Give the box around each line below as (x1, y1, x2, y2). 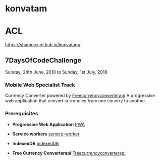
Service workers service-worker (12, 131, 80, 137)
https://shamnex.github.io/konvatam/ (5, 42, 81, 48)
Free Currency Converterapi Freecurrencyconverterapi (12, 150, 126, 156)
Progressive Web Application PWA (12, 121, 85, 127)
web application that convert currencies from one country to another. (5, 98, 146, 104)
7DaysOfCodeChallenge (5, 56, 82, 64)
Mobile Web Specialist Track (5, 81, 75, 88)
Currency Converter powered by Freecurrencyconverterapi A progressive (5, 93, 155, 98)
